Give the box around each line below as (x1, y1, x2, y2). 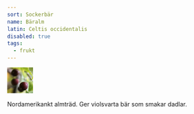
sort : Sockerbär (7, 11, 54, 18)
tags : (7, 40, 23, 47)
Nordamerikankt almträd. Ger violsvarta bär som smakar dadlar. (7, 100, 187, 108)
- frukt (13, 47, 36, 54)
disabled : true (7, 33, 51, 40)
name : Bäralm (7, 18, 45, 25)
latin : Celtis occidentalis (7, 25, 88, 32)
